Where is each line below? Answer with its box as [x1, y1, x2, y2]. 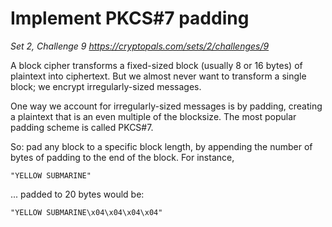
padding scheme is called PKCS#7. [10, 121, 154, 133]
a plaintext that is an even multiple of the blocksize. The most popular [10, 110, 297, 122]
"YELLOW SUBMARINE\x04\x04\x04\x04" [10, 207, 163, 217]
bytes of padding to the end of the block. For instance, [10, 151, 235, 163]
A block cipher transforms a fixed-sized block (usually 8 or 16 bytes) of [10, 59, 303, 71]
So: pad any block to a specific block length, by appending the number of [10, 140, 313, 152]
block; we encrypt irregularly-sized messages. [10, 80, 202, 92]
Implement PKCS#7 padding [10, 7, 250, 30]
